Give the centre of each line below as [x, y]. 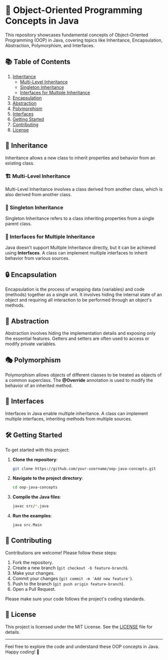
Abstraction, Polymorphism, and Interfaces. [50, 45]
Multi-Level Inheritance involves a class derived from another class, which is [84, 189]
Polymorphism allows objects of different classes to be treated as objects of [83, 375]
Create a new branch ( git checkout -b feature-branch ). [70, 568]
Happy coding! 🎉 [22, 651]
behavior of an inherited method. [39, 385]
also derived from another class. [38, 194]
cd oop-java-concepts [35, 487]
